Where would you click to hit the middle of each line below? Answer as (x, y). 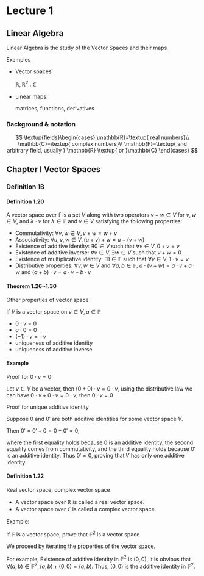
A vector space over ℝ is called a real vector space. (80, 502)
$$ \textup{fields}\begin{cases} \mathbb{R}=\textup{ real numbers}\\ (102, 137)
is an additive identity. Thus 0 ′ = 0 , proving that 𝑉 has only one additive (95, 455)
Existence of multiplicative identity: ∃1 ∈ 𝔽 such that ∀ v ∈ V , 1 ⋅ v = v (102, 259)
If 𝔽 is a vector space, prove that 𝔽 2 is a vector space (73, 534)
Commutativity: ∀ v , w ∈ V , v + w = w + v (66, 233)
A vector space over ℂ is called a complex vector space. (86, 509)
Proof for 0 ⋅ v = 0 (29, 376)
